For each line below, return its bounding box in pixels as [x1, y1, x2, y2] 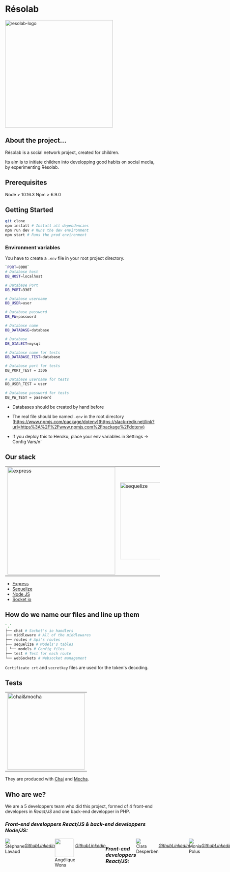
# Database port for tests [5, 363, 60, 368]
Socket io [12, 596, 32, 602]
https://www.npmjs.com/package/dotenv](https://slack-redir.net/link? [14, 419, 155, 424]
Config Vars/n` [12, 439, 42, 445]
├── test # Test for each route [5, 651, 71, 656]
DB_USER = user [5, 301, 32, 306]
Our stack [5, 452, 36, 461]
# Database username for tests [5, 377, 69, 382]
